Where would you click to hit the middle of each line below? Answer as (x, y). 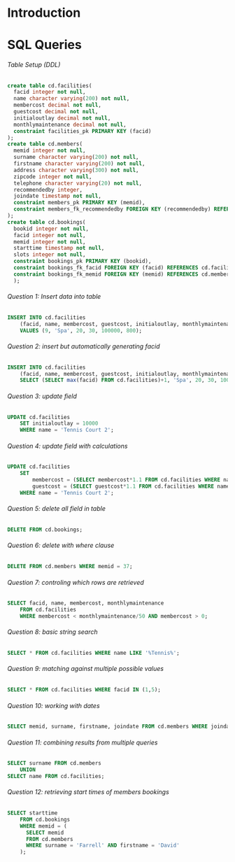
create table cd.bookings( (47, 222)
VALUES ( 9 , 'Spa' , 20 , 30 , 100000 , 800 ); (81, 330)
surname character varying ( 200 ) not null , (76, 157)
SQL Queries (44, 45)
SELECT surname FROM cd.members (54, 763)
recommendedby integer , (48, 190)
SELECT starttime (33, 813)
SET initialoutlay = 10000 (59, 424)
